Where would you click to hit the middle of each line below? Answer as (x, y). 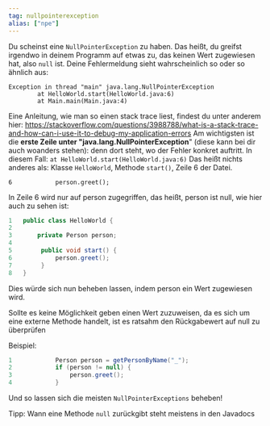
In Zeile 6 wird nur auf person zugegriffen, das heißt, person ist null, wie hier (135, 197)
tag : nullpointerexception (54, 16)
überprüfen (27, 330)
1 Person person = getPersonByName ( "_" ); (99, 360)
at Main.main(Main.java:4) (83, 101)
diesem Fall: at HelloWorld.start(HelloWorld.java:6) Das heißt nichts (126, 159)
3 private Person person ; (62, 236)
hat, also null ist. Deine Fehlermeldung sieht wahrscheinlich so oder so (127, 63)
